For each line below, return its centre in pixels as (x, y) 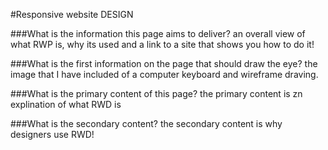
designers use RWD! (52, 134)
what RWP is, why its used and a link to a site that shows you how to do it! (162, 44)
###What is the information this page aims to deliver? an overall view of (158, 33)
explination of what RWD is (66, 104)
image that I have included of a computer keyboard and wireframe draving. (164, 74)
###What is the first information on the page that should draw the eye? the (164, 63)
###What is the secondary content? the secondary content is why (146, 123)
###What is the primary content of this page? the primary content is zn (156, 93)
